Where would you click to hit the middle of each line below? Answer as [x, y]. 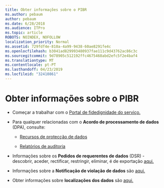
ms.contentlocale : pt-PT [31, 65]
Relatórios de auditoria [42, 146]
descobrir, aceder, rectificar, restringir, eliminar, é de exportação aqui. [83, 161]
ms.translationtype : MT [30, 60]
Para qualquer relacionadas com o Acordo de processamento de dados [85, 122]
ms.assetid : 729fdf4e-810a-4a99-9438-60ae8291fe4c [58, 47]
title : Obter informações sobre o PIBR [46, 10]
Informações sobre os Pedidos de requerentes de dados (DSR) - [78, 156]
